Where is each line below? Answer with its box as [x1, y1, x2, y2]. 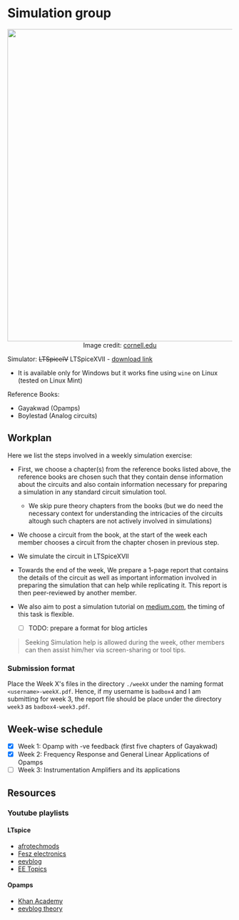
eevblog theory [17, 904, 63, 913]
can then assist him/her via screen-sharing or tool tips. [24, 645, 186, 654]
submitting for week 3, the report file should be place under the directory [7, 694, 222, 704]
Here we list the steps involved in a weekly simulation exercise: [7, 451, 193, 460]
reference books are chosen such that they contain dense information [17, 472, 223, 481]
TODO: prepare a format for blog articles [28, 623, 148, 632]
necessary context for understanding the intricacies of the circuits [28, 509, 223, 517]
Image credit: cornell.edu [83, 340, 157, 349]
